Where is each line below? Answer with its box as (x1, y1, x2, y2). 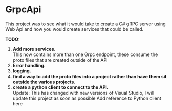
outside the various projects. (12, 79, 76, 85)
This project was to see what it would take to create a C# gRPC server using (5, 21, 166, 27)
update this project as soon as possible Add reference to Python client (12, 95, 161, 101)
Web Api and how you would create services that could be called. (5, 26, 144, 32)
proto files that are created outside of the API (12, 57, 108, 63)
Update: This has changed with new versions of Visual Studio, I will (12, 89, 155, 96)
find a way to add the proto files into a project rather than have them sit (12, 73, 167, 79)
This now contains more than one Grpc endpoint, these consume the (12, 51, 158, 58)
